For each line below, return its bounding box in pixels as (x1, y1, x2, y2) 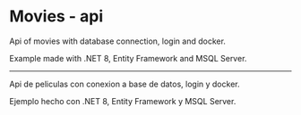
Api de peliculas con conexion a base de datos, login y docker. (9, 78, 240, 89)
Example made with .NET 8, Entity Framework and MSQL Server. (9, 53, 247, 63)
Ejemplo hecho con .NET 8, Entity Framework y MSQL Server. (9, 95, 236, 106)
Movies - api (9, 6, 104, 27)
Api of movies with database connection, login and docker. (9, 36, 227, 46)
